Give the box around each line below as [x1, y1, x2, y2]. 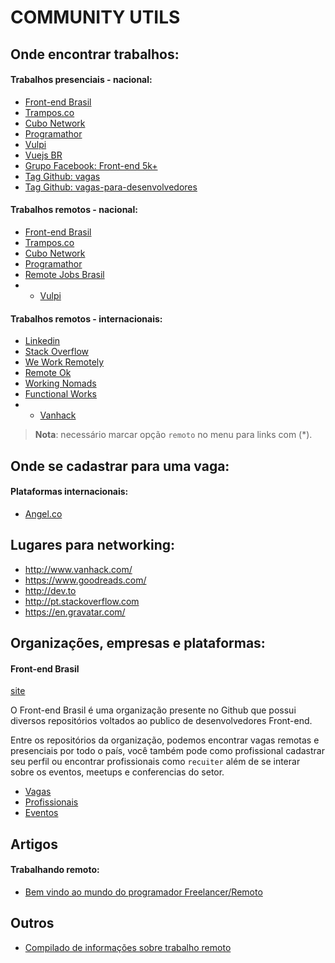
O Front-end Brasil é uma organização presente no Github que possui [10, 704, 297, 716]
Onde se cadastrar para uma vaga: [10, 457, 230, 475]
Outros [10, 915, 55, 932]
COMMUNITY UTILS [10, 6, 181, 29]
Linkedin [24, 335, 61, 347]
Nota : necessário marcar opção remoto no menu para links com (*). [34, 429, 313, 441]
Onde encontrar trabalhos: [10, 46, 180, 63]
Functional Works [24, 388, 98, 400]
